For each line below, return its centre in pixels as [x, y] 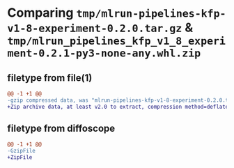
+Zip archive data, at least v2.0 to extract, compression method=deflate [118, 107]
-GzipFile [22, 151]
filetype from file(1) [50, 78]
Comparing [40, 13]
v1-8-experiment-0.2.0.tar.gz [95, 29]
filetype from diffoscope [61, 129]
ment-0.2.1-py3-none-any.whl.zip [104, 53]
